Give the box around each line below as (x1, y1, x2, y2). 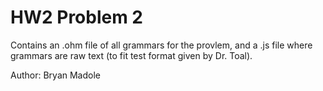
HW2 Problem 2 (10, 6, 144, 29)
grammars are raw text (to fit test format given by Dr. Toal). (10, 49, 253, 61)
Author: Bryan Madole (10, 69, 101, 81)
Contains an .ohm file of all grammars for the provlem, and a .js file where (10, 39, 313, 51)
